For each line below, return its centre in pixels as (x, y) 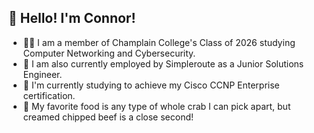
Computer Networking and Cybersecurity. (109, 53)
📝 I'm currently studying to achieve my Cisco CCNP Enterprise (151, 85)
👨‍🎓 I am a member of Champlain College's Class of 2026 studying (159, 42)
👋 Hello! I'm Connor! (72, 18)
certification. (49, 95)
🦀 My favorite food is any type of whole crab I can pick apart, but (156, 106)
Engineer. (42, 74)
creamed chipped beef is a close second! (108, 117)
